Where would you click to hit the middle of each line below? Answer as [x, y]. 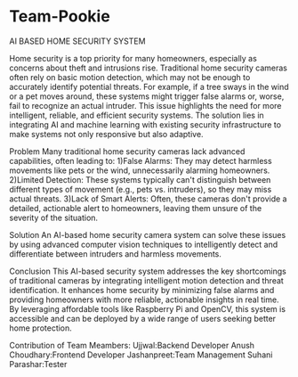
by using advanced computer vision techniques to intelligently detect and [144, 244]
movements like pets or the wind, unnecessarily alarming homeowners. [140, 170]
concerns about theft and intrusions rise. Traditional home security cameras [148, 68]
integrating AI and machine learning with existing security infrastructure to [145, 124]
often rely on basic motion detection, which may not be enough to [130, 77]
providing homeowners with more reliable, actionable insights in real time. [144, 299]
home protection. [41, 328]
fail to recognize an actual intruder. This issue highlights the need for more [145, 105]
